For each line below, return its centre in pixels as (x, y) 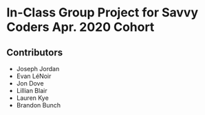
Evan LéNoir (34, 76)
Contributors (35, 52)
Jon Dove (30, 83)
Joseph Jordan (38, 69)
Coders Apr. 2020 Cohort (80, 27)
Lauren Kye (32, 98)
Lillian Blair (32, 91)
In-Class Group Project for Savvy (102, 13)
